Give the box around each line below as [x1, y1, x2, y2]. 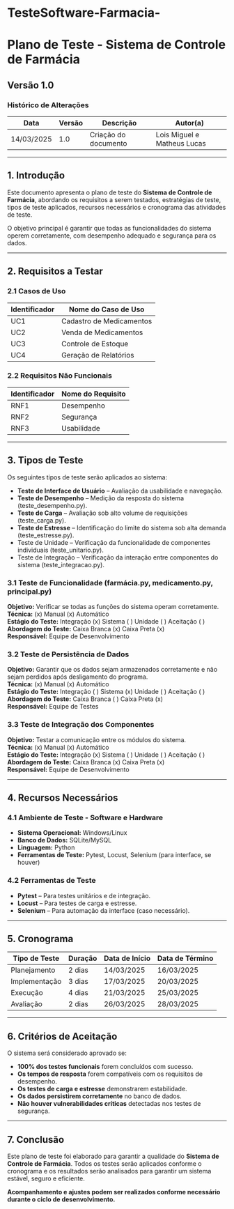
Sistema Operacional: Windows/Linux [17, 829, 127, 837]
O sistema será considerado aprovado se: [7, 1049, 127, 1057]
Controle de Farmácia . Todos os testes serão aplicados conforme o [7, 1159, 202, 1168]
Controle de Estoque [61, 339, 129, 348]
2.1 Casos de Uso [7, 286, 66, 296]
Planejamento [10, 965, 56, 975]
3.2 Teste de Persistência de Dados [7, 649, 130, 659]
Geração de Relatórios [61, 350, 134, 360]
